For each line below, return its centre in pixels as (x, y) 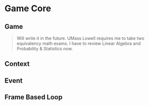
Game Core (28, 9)
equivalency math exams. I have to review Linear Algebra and (78, 43)
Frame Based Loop (34, 97)
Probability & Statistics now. (45, 49)
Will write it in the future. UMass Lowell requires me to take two (80, 38)
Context (17, 64)
